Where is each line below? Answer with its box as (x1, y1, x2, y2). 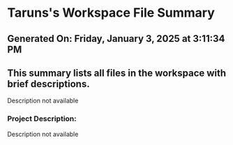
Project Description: (7, 114, 77, 123)
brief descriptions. (7, 78, 90, 90)
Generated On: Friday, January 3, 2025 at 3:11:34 (7, 33, 225, 45)
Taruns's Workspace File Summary (7, 5, 215, 21)
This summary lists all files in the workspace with (7, 67, 227, 79)
